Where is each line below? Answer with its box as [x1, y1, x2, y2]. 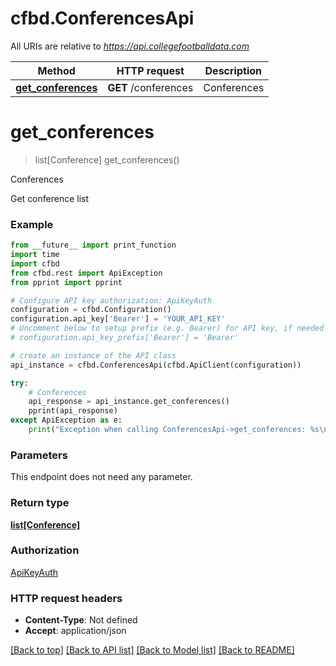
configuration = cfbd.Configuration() [10, 305, 172, 315]
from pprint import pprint [10, 277, 123, 287]
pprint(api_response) [28, 406, 118, 416]
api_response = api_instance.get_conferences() [28, 397, 230, 407]
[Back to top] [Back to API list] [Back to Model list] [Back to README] [10, 644, 295, 656]
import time [10, 250, 60, 260]
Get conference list [10, 192, 90, 204]
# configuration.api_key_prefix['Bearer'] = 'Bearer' [10, 333, 240, 343]
